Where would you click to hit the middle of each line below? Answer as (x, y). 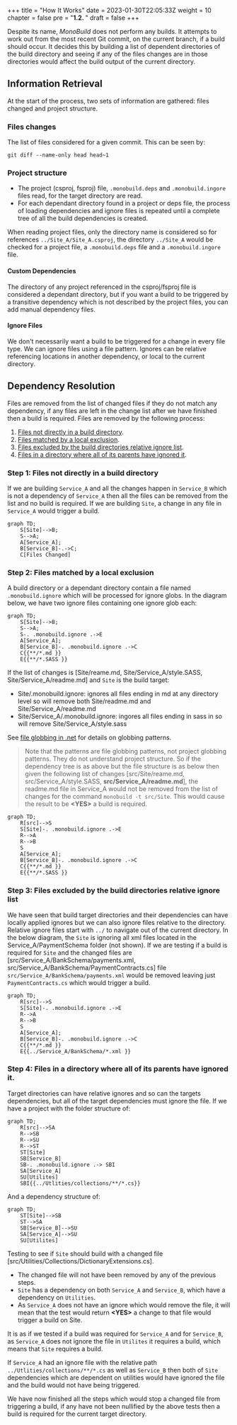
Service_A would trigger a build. (54, 511)
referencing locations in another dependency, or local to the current (106, 356)
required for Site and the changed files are (70, 953)
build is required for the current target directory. (77, 1414)
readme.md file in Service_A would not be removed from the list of (121, 789)
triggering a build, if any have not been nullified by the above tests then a (114, 1406)
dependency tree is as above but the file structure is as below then (122, 766)
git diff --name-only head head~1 (58, 155)
